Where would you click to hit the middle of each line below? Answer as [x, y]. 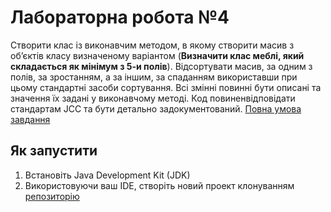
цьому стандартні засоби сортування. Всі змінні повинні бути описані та [166, 87]
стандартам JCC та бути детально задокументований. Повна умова [156, 108]
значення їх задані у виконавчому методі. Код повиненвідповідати [153, 98]
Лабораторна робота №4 [120, 17]
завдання [30, 119]
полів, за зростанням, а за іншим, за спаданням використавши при [154, 77]
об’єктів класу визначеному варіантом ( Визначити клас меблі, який [157, 55]
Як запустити [54, 151]
